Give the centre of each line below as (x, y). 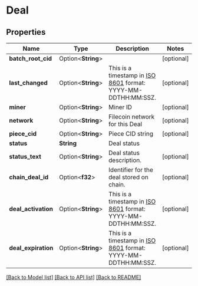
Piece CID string (131, 134)
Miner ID (121, 107)
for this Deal (126, 124)
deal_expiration (31, 248)
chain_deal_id (29, 177)
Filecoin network (132, 117)
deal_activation (31, 209)
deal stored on (128, 177)
